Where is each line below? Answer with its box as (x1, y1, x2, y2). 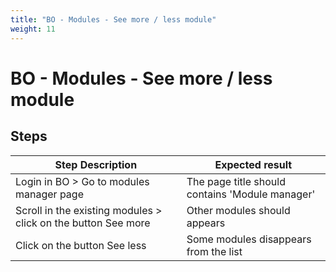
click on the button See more (15, 216, 151, 230)
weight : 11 (10, 24, 56, 34)
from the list (186, 244, 243, 258)
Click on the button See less (15, 238, 147, 252)
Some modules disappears (186, 232, 312, 246)
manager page (15, 187, 84, 201)
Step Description (54, 157, 138, 171)
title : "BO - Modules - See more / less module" (10, 14, 217, 25)
